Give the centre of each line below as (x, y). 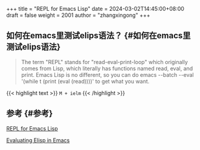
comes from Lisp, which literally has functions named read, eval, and (107, 68)
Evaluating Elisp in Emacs (38, 140)
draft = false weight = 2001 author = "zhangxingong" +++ (78, 15)
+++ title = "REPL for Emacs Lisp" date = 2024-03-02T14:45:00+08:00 (95, 9)
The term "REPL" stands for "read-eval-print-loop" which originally (104, 62)
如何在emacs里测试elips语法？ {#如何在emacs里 (98, 36)
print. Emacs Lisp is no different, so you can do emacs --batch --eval (107, 74)
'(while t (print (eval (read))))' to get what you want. (85, 81)
